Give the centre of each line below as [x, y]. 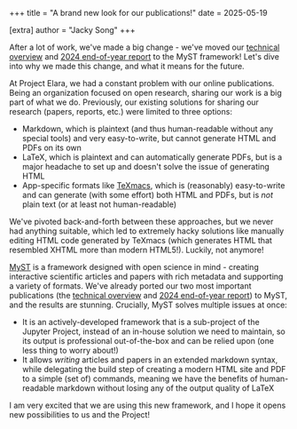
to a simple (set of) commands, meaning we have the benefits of [140, 378]
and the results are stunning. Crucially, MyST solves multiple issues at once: [148, 305]
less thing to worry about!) [70, 350]
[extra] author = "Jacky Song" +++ [72, 30]
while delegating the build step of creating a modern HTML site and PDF [154, 369]
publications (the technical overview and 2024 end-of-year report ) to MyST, [148, 295]
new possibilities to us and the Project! [80, 415]
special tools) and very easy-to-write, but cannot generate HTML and [149, 138]
